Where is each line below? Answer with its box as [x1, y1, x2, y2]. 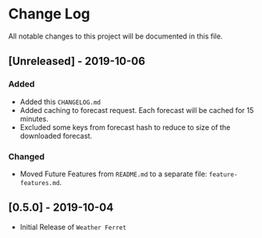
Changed [8, 151, 46, 162]
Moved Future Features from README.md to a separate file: [19, 169, 208, 179]
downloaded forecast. [19, 131, 93, 140]
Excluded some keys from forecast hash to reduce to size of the [19, 122, 231, 132]
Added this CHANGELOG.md [19, 97, 101, 107]
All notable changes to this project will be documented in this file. [8, 31, 224, 41]
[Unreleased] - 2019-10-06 [8, 54, 145, 68]
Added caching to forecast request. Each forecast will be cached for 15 [19, 105, 254, 115]
